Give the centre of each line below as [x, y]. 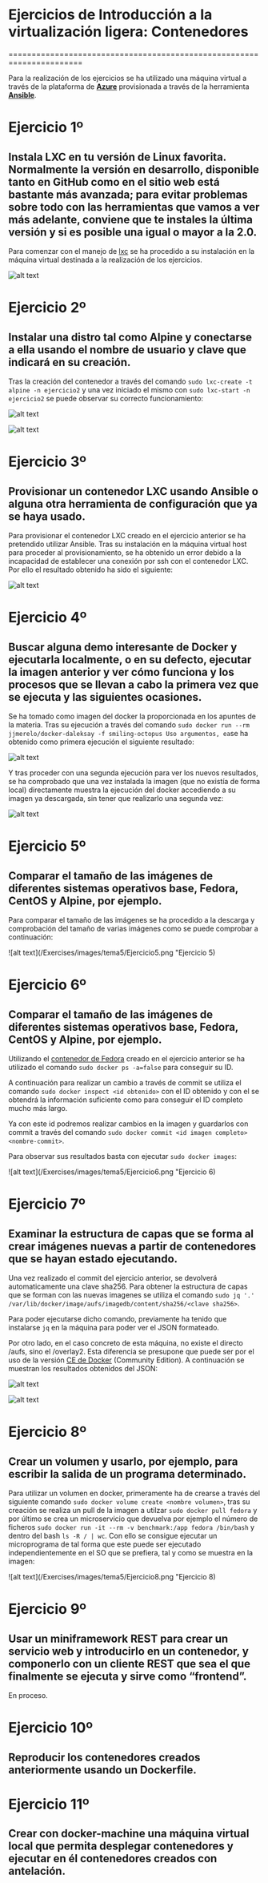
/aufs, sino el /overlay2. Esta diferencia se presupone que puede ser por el [131, 1351]
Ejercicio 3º [47, 462]
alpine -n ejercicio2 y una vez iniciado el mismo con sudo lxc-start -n [129, 389]
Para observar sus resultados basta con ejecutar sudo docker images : [123, 1156]
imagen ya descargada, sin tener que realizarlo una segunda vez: [116, 798]
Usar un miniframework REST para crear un [118, 1638]
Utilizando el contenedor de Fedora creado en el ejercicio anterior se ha [127, 1058]
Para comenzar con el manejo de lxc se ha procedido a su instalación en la [131, 251]
